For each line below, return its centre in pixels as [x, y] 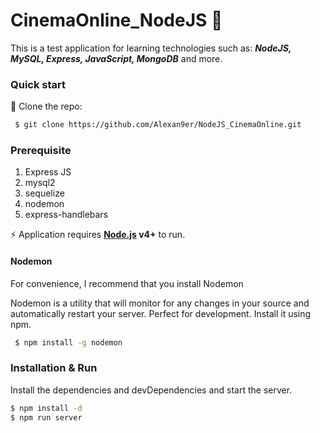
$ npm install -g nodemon [68, 342]
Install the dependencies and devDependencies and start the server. [151, 390]
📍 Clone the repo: [46, 106]
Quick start [38, 84]
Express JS [48, 172]
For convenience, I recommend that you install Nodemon [127, 283]
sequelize [44, 193]
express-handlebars [66, 215]
